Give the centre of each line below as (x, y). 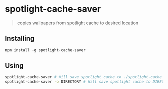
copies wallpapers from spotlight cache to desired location (78, 23)
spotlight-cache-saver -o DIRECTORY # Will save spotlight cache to (78, 82)
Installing (20, 39)
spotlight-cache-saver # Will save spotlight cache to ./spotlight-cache (83, 77)
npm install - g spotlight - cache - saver (45, 50)
